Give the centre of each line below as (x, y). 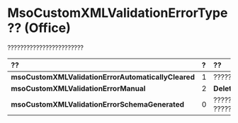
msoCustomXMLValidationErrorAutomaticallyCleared (103, 77)
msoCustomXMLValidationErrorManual (78, 88)
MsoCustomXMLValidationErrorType (118, 13)
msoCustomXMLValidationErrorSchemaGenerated (98, 104)
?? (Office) (39, 28)
